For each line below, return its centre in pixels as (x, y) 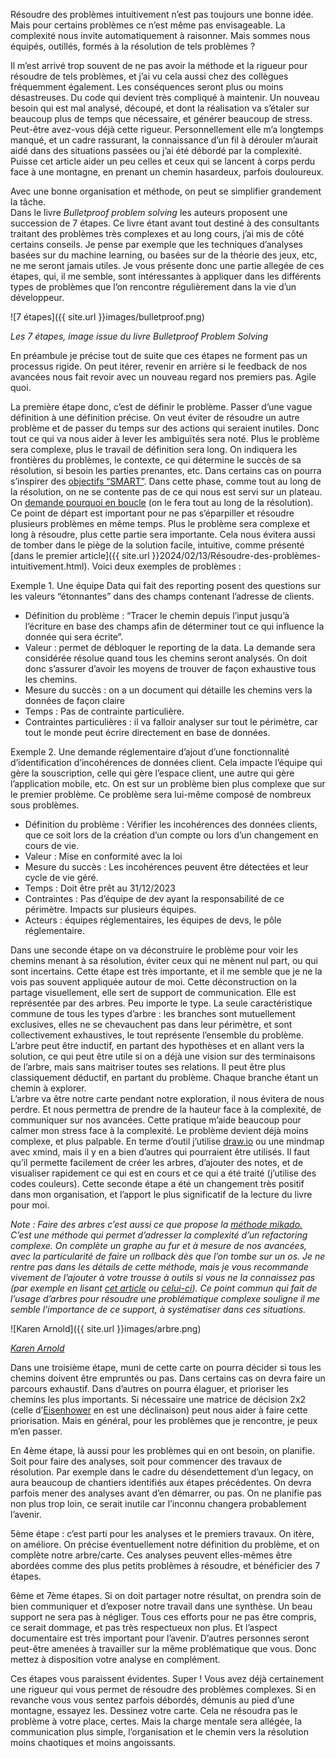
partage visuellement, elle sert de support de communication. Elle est (153, 992)
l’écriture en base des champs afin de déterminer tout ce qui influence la (174, 626)
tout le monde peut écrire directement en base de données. (147, 732)
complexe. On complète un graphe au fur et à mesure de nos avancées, (159, 1245)
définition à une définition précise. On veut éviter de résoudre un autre (155, 417)
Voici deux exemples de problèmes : (166, 566)
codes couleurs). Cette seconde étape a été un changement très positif (157, 1183)
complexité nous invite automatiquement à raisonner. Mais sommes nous (160, 35)
